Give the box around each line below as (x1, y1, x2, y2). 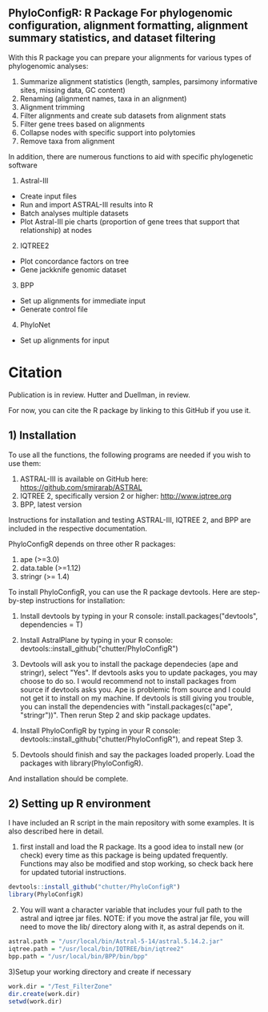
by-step (8, 596, 34, 605)
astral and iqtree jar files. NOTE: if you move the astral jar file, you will (19, 914, 250, 923)
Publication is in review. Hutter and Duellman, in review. (8, 390, 190, 400)
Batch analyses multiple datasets (19, 208, 130, 218)
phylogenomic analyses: (8, 61, 89, 70)
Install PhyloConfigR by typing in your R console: (19, 725, 181, 735)
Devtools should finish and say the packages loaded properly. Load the (19, 749, 255, 759)
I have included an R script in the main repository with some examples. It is (8, 818, 254, 828)
